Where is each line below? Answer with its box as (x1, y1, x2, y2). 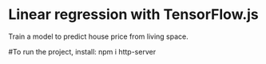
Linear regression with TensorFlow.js (8, 6, 260, 24)
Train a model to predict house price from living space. (8, 32, 189, 41)
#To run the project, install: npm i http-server (8, 47, 157, 56)
